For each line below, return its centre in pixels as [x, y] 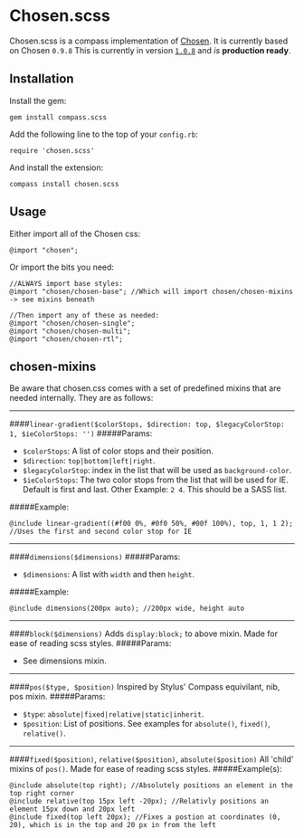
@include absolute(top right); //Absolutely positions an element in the [152, 786]
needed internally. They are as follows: [81, 398]
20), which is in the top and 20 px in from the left [113, 825]
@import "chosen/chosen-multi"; [70, 331]
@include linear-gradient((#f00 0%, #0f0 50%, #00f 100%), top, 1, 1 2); [152, 524]
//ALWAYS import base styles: [66, 283]
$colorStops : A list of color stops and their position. [118, 451]
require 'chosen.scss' [52, 150]
